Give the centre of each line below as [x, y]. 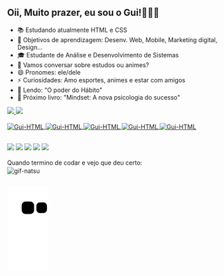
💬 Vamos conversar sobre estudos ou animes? [83, 65]
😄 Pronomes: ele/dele [49, 72]
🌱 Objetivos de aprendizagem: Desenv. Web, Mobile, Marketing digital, [117, 39]
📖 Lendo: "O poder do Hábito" [60, 90]
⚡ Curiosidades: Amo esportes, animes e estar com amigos [101, 80]
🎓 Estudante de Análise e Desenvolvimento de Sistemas [98, 55]
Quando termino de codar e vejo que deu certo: [75, 163]
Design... [30, 47]
